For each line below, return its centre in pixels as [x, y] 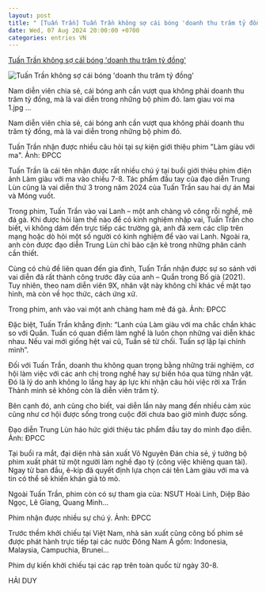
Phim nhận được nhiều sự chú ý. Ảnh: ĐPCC [80, 518]
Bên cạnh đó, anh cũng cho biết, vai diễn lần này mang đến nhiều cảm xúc [130, 406]
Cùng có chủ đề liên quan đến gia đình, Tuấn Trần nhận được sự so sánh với [132, 269]
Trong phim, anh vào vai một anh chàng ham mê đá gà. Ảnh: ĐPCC [118, 309]
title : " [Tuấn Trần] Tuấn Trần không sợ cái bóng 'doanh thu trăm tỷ [127, 23]
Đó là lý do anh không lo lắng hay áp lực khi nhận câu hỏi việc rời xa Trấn [127, 382]
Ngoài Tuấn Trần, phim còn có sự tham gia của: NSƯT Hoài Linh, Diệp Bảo [129, 494]
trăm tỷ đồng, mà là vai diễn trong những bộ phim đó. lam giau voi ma [122, 99]
